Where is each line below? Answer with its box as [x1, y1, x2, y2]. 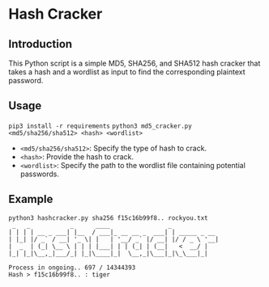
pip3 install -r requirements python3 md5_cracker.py [8, 122, 192, 130]
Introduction [8, 37, 73, 51]
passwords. [19, 169, 59, 179]
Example [8, 192, 53, 206]
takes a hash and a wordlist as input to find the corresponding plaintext [8, 67, 246, 77]
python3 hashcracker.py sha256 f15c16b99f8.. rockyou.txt [8, 213, 208, 222]
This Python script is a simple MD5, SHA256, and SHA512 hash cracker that [8, 58, 261, 68]
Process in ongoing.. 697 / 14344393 [8, 264, 136, 272]
